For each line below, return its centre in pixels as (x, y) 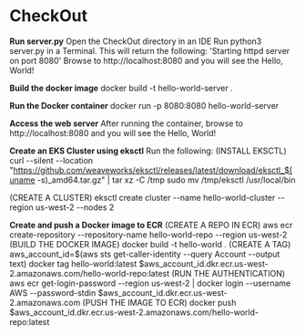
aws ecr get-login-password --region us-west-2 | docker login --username (150, 283)
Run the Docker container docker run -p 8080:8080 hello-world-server (144, 105)
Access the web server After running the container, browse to (127, 123)
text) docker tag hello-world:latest (73, 263)
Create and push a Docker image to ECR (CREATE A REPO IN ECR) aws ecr (151, 225)
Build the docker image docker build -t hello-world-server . (122, 88)
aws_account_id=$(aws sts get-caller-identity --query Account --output (145, 254)
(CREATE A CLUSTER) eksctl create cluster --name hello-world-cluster (142, 197)
